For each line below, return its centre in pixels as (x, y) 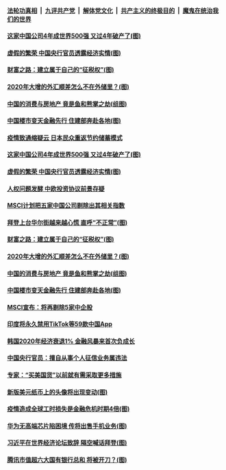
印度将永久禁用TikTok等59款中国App (60, 324)
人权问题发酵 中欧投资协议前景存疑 (56, 188)
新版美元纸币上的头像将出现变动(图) (58, 392)
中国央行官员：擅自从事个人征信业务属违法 (67, 358)
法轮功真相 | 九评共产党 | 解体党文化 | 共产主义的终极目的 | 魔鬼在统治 (110, 10)
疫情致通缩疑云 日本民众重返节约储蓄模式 (65, 138)
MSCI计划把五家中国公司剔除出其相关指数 (66, 206)
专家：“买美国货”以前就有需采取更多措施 (64, 375)
